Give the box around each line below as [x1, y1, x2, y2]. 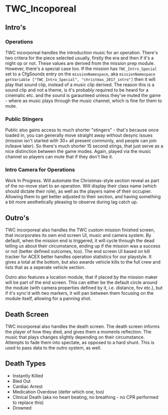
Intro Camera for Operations [5, 167, 75, 174]
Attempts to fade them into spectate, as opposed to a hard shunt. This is [5, 340, 154, 346]
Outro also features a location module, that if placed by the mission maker [5, 274, 158, 280]
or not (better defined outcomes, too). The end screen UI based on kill [5, 248, 150, 255]
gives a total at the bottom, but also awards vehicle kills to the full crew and [5, 259, 161, 265]
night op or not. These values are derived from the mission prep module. [5, 60, 155, 66]
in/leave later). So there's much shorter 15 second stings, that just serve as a [5, 143, 163, 149]
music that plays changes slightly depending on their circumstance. [5, 334, 145, 340]
